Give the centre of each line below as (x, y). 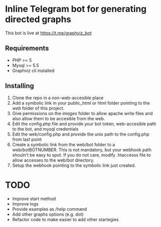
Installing (20, 86)
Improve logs (25, 204)
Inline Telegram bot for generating (76, 9)
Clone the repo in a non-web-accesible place (58, 98)
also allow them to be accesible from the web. (58, 118)
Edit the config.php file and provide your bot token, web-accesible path (84, 124)
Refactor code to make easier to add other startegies (65, 219)
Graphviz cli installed (33, 70)
